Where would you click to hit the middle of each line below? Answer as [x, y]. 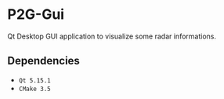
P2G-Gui [36, 15]
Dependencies [43, 61]
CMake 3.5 [35, 89]
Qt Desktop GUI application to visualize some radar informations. [112, 36]
